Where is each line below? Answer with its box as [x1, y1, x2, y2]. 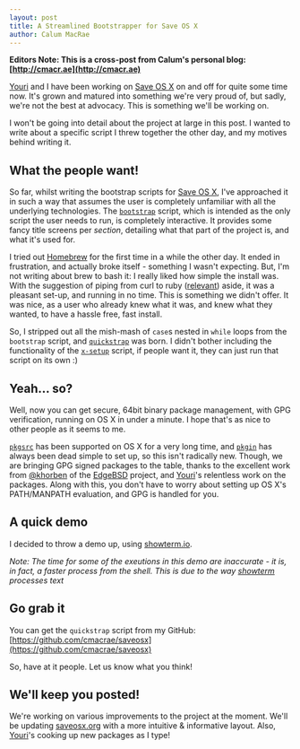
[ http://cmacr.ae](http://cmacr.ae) [9, 64, 141, 74]
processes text [9, 575, 64, 586]
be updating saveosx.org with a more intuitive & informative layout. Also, [9, 720, 276, 731]
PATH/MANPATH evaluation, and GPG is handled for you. [9, 489, 219, 499]
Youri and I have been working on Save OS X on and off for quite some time [9, 82, 288, 92]
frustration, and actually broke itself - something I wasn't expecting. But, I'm [9, 261, 289, 272]
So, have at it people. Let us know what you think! [9, 661, 193, 672]
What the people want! [9, 162, 139, 178]
